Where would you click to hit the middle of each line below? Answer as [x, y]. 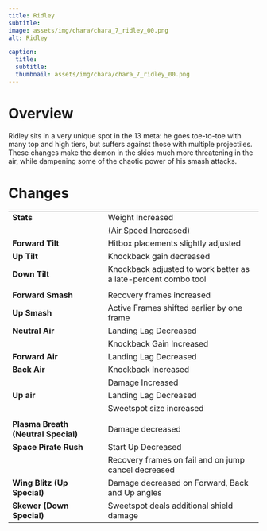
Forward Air [35, 356]
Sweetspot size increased [156, 408]
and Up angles [135, 492]
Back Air [29, 369]
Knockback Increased [148, 369]
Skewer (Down [41, 506]
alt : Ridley [28, 38]
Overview [41, 113]
